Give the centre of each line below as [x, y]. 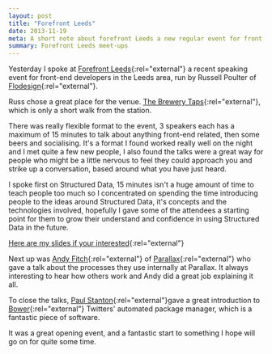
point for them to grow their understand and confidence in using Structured [134, 219]
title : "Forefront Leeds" [52, 23]
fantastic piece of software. [54, 318]
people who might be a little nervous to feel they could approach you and [130, 160]
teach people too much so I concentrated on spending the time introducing [134, 193]
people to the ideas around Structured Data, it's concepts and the [118, 202]
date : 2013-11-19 [38, 31]
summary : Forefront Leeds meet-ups [68, 46]
